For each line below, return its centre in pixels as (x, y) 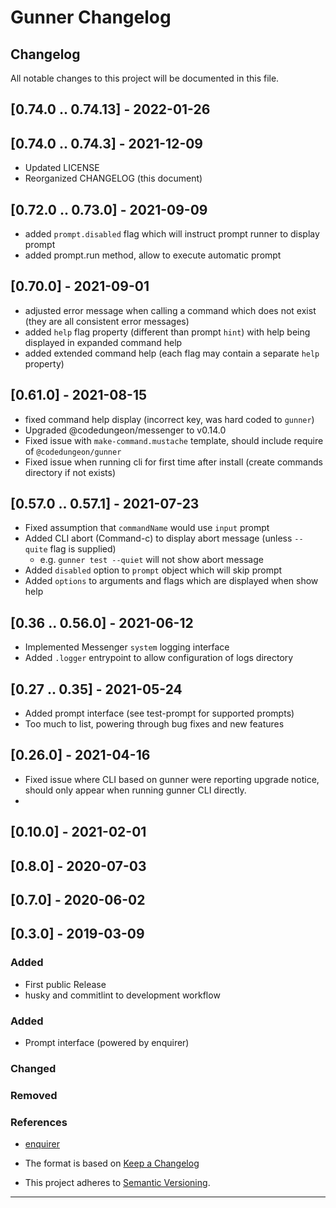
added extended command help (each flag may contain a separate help (172, 353)
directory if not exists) (70, 472)
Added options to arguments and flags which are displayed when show (171, 581)
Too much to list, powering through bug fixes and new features (154, 724)
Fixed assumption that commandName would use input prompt (147, 528)
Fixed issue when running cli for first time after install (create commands (173, 462)
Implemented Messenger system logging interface (127, 647)
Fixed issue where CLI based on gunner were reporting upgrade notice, (172, 779)
